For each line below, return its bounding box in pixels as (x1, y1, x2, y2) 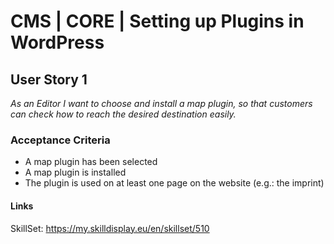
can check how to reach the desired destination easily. (10, 108, 237, 120)
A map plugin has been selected (24, 156, 158, 168)
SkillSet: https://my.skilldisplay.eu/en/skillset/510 (10, 222, 210, 234)
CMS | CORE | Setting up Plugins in (10, 10, 305, 33)
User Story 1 (10, 71, 88, 88)
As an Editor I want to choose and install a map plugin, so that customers (10, 98, 313, 109)
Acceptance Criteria (10, 133, 111, 147)
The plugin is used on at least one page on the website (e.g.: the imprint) (24, 177, 325, 189)
